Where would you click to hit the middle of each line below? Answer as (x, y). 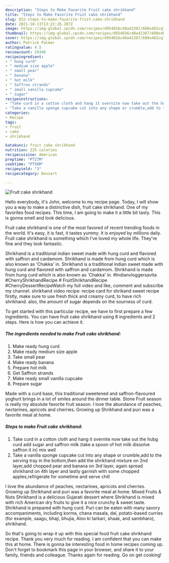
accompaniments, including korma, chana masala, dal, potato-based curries (84, 513)
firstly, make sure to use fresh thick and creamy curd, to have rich (73, 296)
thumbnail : (17, 33)
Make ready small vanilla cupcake (48, 379)
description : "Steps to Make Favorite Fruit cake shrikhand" (71, 10)
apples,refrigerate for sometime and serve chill (61, 477)
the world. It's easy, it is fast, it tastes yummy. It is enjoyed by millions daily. (83, 233)
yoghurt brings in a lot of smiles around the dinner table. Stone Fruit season (83, 399)
